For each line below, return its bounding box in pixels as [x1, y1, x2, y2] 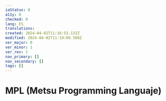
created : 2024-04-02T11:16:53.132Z [5, 31, 80, 36]
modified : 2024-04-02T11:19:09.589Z [5, 36, 82, 41]
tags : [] [5, 63, 24, 68]
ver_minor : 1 [5, 45, 33, 50]
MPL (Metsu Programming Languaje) [5, 85, 162, 96]
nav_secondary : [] [5, 59, 44, 64]
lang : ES [5, 21, 24, 27]
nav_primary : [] [5, 54, 39, 59]
